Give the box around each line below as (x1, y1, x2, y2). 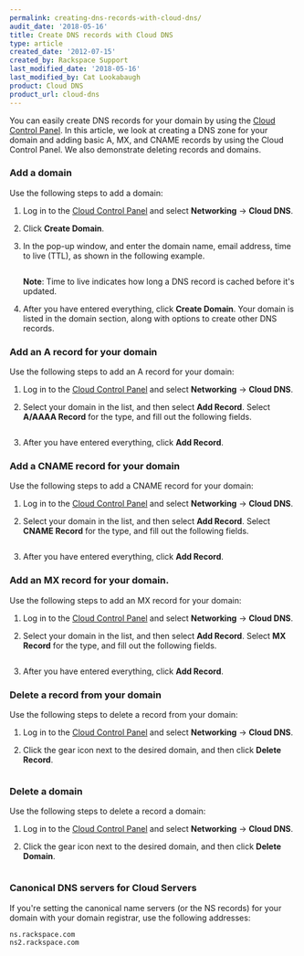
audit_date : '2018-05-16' (9, 22, 108, 31)
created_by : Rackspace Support (9, 56, 129, 65)
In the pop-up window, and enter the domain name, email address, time (22, 240, 292, 251)
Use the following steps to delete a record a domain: (9, 805, 206, 817)
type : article (9, 38, 64, 48)
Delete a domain (9, 784, 83, 797)
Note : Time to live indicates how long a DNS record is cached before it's (22, 276, 295, 287)
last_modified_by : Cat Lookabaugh (9, 73, 142, 82)
